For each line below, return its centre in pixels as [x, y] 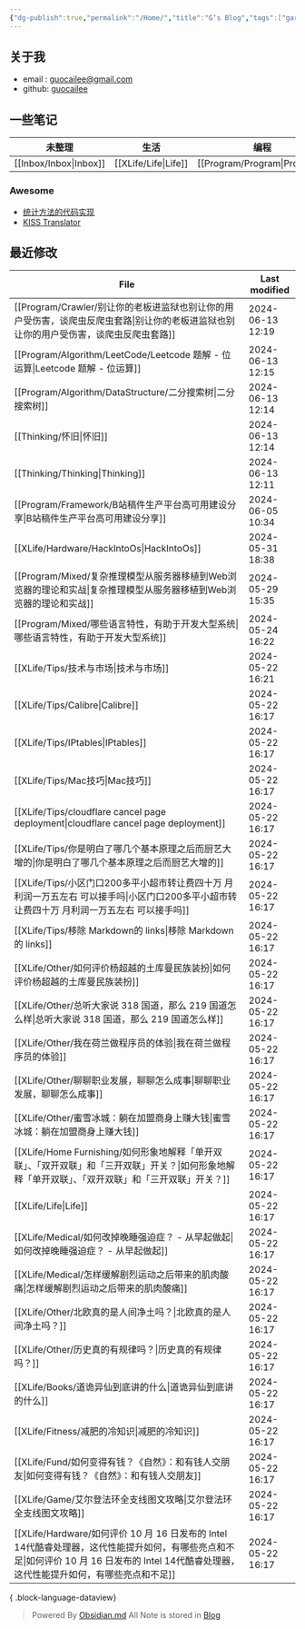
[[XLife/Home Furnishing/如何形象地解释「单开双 [118, 1152]
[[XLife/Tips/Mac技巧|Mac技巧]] [83, 780]
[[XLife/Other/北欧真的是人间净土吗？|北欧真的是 [118, 1312]
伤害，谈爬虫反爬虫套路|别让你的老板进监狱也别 [134, 321]
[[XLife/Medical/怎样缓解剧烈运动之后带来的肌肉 [117, 1275]
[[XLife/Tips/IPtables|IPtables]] [80, 743]
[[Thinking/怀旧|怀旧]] [61, 437]
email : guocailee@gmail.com [78, 79]
